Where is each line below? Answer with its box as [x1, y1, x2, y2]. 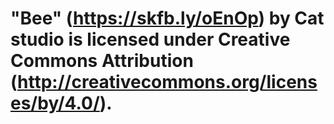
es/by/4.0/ [10, 92, 100, 115]
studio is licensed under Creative [10, 28, 291, 51]
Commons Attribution [10, 50, 194, 72]
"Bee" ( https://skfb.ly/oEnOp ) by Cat [10, 7, 325, 30]
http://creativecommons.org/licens [17, 71, 318, 94]
